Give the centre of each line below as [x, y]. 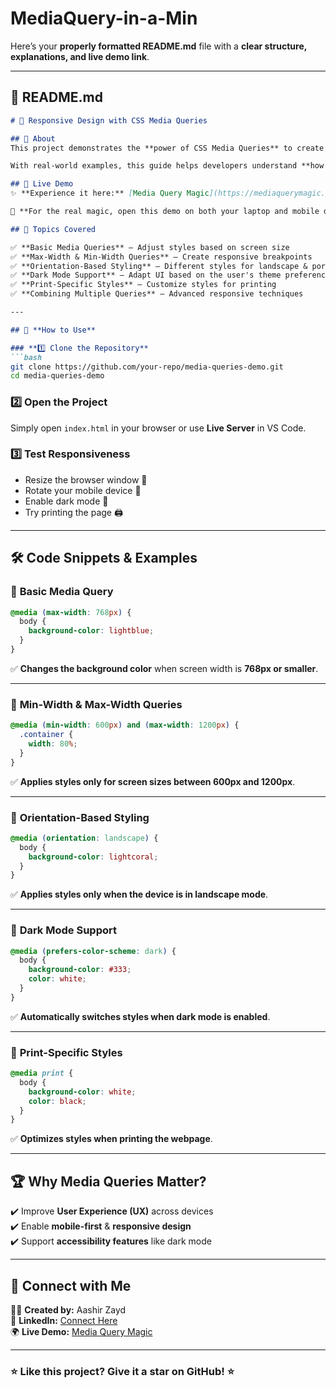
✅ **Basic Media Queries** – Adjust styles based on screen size [150, 247]
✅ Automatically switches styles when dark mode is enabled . [140, 1016]
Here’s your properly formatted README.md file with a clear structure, [158, 46]
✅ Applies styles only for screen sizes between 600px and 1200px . [153, 781]
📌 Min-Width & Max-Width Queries [96, 704]
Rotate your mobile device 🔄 [83, 490]
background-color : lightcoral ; [93, 857]
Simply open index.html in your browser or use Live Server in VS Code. [158, 428]
